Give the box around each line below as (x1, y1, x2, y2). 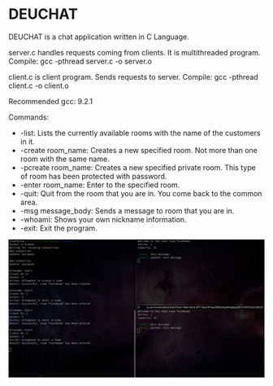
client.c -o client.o (8, 81, 69, 90)
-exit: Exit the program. (19, 223, 97, 233)
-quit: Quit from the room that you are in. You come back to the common (19, 188, 262, 198)
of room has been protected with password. (19, 171, 167, 181)
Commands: (8, 112, 50, 122)
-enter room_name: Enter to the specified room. (19, 180, 180, 190)
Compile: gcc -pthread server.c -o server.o (8, 56, 153, 66)
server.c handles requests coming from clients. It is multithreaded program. (8, 47, 261, 57)
